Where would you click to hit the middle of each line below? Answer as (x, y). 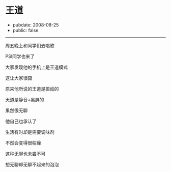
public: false (25, 30)
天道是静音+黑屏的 (25, 99)
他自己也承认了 (21, 121)
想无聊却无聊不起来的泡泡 (32, 164)
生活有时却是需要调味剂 (30, 132)
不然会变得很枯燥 (23, 142)
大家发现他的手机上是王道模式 (36, 67)
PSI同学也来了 (20, 56)
